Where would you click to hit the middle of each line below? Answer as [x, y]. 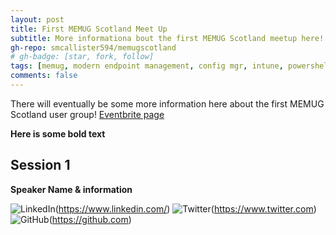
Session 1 [40, 165]
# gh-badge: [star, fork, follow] [82, 57]
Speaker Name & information [71, 189]
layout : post [37, 19]
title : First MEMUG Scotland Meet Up [89, 29]
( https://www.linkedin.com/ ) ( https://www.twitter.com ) [185, 208]
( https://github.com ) [90, 219]
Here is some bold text [58, 133]
